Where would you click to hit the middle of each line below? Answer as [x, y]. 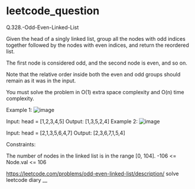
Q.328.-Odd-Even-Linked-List [43, 27]
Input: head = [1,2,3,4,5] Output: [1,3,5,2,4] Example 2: [72, 121]
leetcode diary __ [27, 180]
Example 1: [19, 110]
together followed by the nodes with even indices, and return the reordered [97, 45]
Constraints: [21, 144]
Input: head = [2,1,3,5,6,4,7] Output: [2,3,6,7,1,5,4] [66, 133]
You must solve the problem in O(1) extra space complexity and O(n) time [95, 92]
